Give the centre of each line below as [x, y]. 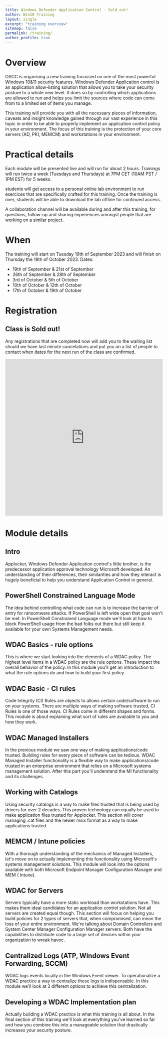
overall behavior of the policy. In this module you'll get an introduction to [79, 667]
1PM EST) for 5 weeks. [28, 179]
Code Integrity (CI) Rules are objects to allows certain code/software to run [82, 701]
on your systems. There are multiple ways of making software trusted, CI [80, 706]
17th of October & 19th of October [47, 290]
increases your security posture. [38, 1030]
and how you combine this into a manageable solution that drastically [76, 1025]
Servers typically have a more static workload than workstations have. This [82, 903]
